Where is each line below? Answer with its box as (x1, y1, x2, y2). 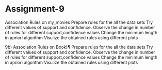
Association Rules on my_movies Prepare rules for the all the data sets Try (5, 19, 153, 25)
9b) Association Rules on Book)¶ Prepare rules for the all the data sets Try (5, 44, 153, 50)
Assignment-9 (5, 3, 65, 14)
